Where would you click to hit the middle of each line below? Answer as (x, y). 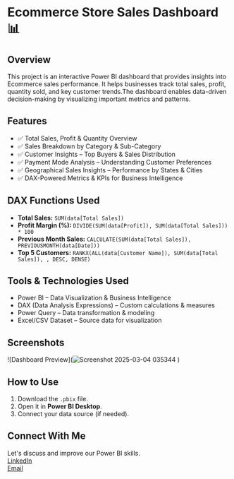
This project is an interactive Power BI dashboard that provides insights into (117, 76)
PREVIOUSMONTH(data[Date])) (58, 246)
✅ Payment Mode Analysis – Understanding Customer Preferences (115, 162)
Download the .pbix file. (53, 399)
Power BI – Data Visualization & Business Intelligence (94, 298)
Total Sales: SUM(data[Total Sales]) (71, 218)
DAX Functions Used (54, 201)
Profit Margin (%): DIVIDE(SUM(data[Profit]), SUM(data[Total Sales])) (123, 225)
